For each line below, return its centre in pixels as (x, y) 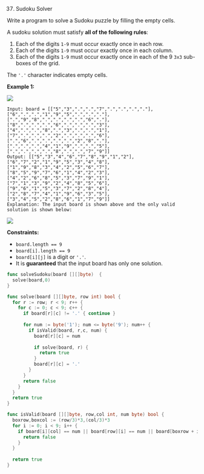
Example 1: (21, 87)
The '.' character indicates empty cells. (57, 75)
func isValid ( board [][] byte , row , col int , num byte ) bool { (86, 415)
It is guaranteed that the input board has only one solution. (89, 263)
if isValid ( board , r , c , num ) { (68, 330)
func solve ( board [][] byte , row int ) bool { (64, 297)
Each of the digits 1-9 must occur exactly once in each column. (94, 50)
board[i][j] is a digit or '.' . (51, 257)
